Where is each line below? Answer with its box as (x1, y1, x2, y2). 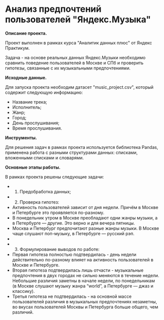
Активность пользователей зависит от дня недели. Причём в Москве (12, 204, 159, 210)
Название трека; (12, 99, 48, 105)
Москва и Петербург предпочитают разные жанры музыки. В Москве (12, 225, 160, 231)
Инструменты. (5, 135, 37, 141)
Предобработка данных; (19, 188, 71, 194)
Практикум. (5, 45, 30, 51)
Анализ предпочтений (5, 3, 102, 15)
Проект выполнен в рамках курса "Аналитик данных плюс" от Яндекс (5, 39, 152, 45)
